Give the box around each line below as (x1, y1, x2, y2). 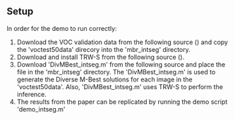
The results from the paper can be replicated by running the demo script (16, 98, 228, 106)
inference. (16, 90, 47, 98)
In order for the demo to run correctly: (6, 24, 117, 32)
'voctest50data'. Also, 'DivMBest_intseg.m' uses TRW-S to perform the (16, 82, 224, 91)
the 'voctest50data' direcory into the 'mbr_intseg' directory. (16, 45, 191, 53)
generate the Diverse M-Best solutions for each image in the (16, 75, 193, 84)
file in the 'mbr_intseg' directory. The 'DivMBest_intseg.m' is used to (16, 67, 216, 76)
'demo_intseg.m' (16, 105, 66, 113)
